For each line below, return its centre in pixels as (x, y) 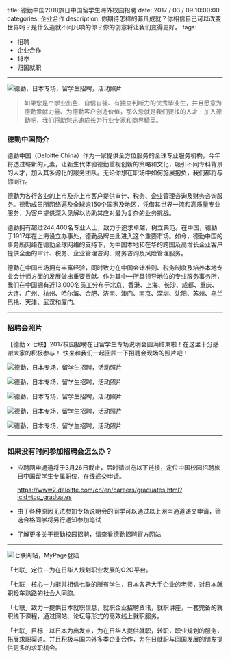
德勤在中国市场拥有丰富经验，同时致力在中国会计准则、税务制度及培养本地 (112, 268)
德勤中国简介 (28, 139)
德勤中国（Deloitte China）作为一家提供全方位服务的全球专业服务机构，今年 (114, 155)
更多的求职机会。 (37, 647)
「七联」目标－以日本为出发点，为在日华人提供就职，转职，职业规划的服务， (115, 630)
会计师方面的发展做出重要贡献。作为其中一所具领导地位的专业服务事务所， (118, 277)
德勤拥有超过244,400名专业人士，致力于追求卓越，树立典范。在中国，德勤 (112, 227)
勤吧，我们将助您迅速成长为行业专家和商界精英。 (93, 120)
